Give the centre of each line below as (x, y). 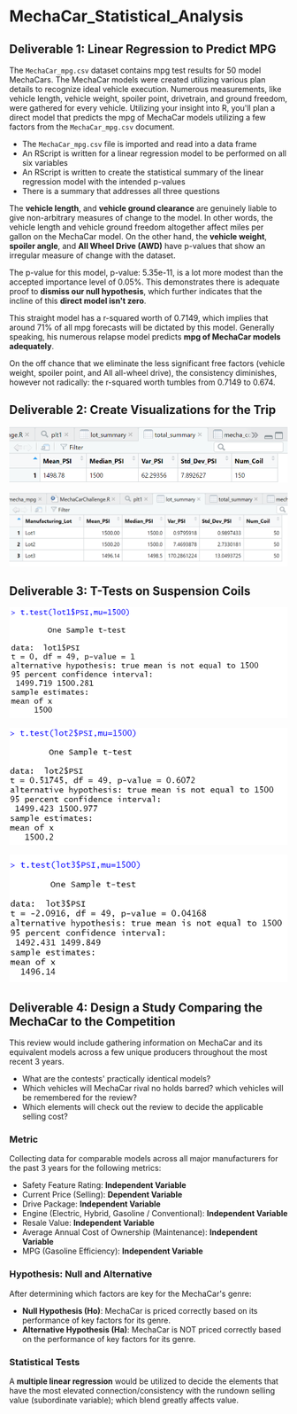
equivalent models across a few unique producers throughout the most (138, 1052)
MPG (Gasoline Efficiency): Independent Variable (112, 1251)
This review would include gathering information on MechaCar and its (136, 1043)
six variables (45, 163)
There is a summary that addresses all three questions (121, 191)
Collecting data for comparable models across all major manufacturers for (144, 1159)
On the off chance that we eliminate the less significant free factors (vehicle (147, 363)
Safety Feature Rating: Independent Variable (104, 1185)
